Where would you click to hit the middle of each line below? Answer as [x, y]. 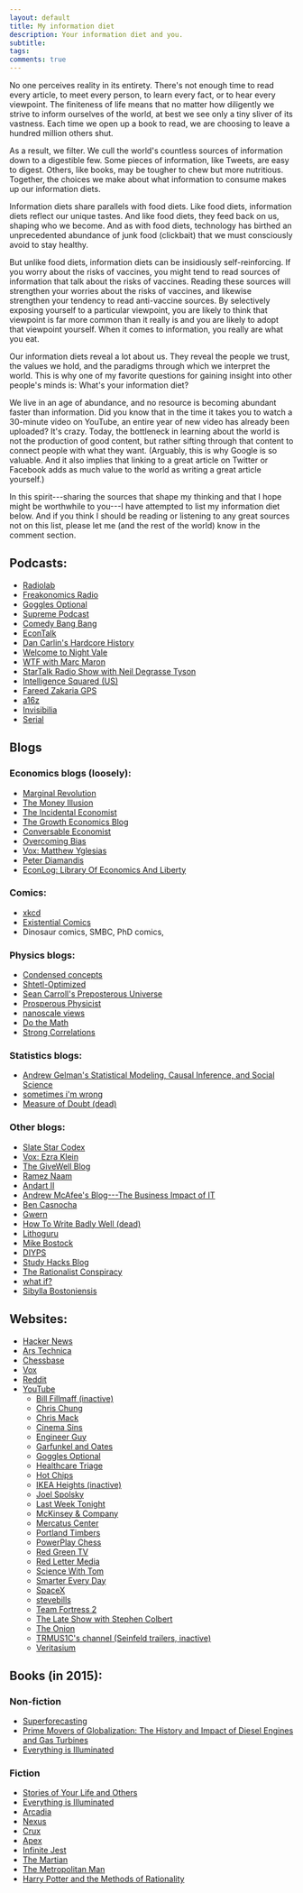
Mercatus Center [67, 1523]
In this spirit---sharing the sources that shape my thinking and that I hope [146, 496]
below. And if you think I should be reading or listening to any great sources [150, 516]
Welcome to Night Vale [65, 652]
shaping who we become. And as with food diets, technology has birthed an [151, 225]
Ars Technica [47, 1350]
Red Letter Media [68, 1561]
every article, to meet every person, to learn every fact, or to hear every [143, 95]
